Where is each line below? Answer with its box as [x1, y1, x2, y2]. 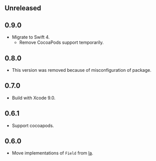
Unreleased [4, 4, 42, 12]
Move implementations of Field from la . [11, 150, 93, 156]
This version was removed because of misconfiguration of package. [11, 67, 152, 73]
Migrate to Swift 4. [11, 34, 50, 40]
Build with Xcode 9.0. [11, 95, 56, 101]
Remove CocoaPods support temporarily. [19, 39, 104, 45]
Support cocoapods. [11, 122, 54, 129]
